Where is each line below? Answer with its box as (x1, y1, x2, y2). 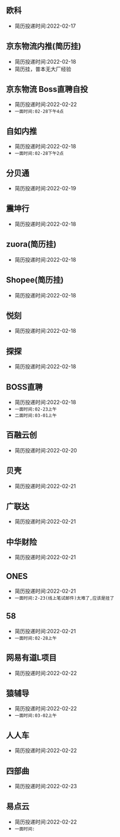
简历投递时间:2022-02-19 (14, 185, 76, 192)
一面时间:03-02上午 (14, 713, 57, 719)
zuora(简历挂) (6, 239, 57, 249)
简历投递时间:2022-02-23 (14, 783, 77, 790)
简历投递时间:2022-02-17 (14, 22, 76, 29)
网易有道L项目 (6, 653, 57, 663)
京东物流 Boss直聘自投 (6, 84, 88, 94)
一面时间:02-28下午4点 (14, 108, 64, 115)
